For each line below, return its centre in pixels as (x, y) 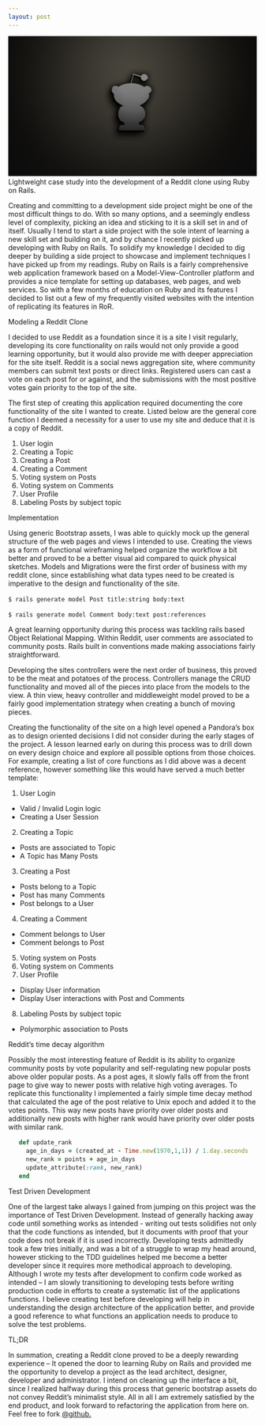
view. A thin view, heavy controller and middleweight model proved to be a (129, 696)
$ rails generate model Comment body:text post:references (107, 615)
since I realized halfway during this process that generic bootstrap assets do (132, 1388)
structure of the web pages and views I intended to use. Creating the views (130, 541)
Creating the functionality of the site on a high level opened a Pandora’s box (131, 727)
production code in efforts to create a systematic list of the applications (124, 1291)
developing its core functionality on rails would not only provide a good (123, 346)
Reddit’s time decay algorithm (56, 1045)
